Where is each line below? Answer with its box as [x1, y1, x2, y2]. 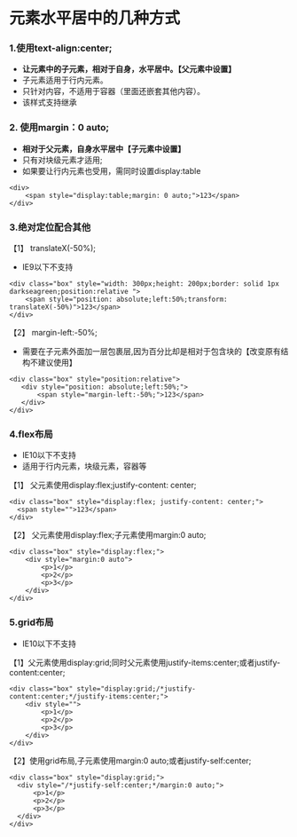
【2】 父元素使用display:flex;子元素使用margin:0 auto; [9, 530, 207, 541]
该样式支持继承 [21, 97, 77, 107]
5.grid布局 [9, 616, 54, 628]
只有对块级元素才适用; [21, 154, 104, 165]
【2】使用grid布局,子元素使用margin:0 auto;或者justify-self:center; [9, 755, 252, 766]
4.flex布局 [9, 428, 53, 440]
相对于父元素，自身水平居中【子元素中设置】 [21, 143, 186, 154]
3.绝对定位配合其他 [9, 221, 91, 233]
